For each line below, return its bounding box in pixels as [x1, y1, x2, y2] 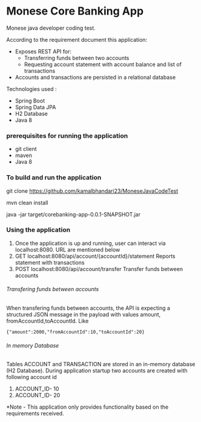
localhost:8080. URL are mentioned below [15, 246, 120, 253]
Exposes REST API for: [15, 47, 71, 55]
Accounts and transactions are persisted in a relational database [15, 73, 176, 81]
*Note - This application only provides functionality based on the [6, 403, 169, 410]
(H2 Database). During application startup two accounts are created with [6, 367, 188, 374]
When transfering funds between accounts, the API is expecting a [6, 304, 171, 312]
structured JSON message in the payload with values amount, [6, 311, 161, 318]
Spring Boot [15, 97, 45, 104]
